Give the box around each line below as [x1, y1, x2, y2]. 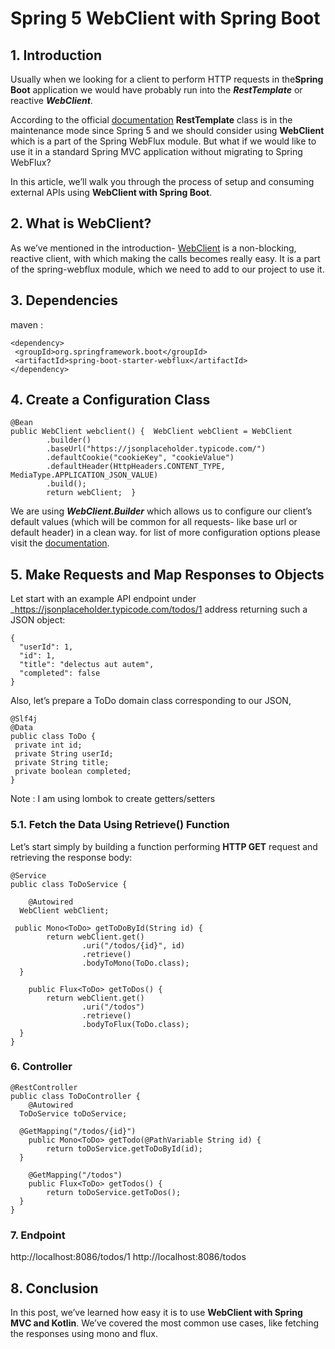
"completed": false [19, 668, 101, 679]
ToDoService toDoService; [19, 1108, 128, 1119]
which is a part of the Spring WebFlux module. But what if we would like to [10, 135, 317, 147]
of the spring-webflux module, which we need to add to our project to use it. [10, 263, 325, 275]
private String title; [14, 758, 110, 768]
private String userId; [14, 749, 114, 759]
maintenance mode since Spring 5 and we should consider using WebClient [10, 125, 325, 136]
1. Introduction [10, 47, 102, 64]
